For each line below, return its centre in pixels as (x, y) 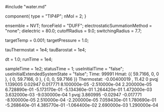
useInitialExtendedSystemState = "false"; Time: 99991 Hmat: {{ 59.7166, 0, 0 (82, 74)
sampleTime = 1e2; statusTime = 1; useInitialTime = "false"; (64, 69)
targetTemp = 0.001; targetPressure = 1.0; (47, 40)
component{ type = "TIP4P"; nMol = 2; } (46, 16)
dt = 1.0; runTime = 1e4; (29, 59)
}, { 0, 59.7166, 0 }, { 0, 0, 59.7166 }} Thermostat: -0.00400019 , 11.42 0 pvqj (82, 79)
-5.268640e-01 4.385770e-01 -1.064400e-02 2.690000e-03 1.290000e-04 (82, 105)
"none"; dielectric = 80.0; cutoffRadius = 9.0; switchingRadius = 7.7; (73, 31)
